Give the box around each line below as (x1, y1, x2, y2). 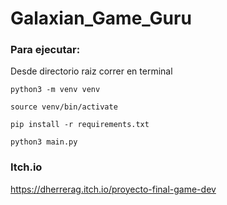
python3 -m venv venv (10, 85, 101, 95)
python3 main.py (10, 137, 78, 147)
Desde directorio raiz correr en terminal (10, 65, 173, 77)
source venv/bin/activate (10, 102, 118, 112)
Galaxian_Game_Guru (10, 7, 192, 30)
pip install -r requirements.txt (10, 120, 150, 130)
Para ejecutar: (10, 43, 81, 57)
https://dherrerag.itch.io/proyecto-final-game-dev (10, 183, 217, 195)
